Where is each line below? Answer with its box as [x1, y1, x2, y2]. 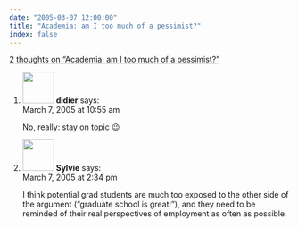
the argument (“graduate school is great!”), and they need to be [21, 198, 256, 210]
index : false [9, 30, 58, 38]
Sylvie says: [55, 163, 102, 173]
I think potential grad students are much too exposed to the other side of [21, 190, 289, 200]
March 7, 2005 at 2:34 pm [21, 172, 118, 183]
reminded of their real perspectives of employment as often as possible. [21, 208, 287, 219]
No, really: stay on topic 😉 [21, 122, 120, 132]
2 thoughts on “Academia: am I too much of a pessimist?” [9, 55, 220, 65]
